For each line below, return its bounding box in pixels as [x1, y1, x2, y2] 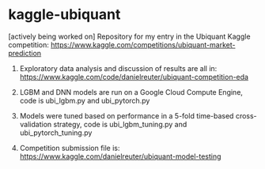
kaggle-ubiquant [8, 6, 121, 24]
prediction [8, 48, 42, 58]
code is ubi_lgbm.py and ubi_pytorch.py [19, 96, 150, 105]
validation [19, 119, 52, 129]
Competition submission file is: [19, 143, 120, 152]
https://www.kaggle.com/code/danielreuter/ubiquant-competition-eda [19, 72, 249, 81]
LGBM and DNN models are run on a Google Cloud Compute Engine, [19, 87, 244, 96]
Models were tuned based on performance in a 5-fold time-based [19, 111, 234, 120]
